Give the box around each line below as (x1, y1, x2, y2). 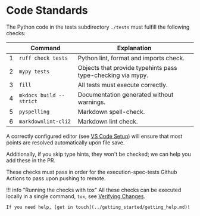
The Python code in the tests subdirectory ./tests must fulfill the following (6, 23, 190, 30)
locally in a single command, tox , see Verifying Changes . (6, 192, 146, 200)
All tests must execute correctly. (77, 81, 168, 89)
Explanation (117, 44, 152, 52)
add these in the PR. (6, 156, 55, 164)
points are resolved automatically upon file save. (6, 138, 125, 146)
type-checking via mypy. (77, 71, 149, 79)
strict (18, 98, 37, 104)
